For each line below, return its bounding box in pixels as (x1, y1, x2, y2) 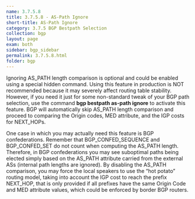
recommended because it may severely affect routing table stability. (6, 87, 172, 94)
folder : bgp (6, 58, 35, 64)
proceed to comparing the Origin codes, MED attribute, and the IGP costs (6, 112, 185, 119)
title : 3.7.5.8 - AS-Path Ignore (6, 14, 89, 20)
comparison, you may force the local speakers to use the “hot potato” (6, 167, 175, 174)
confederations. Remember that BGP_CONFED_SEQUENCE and (6, 136, 160, 143)
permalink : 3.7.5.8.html (6, 53, 67, 58)
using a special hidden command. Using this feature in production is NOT (6, 80, 184, 87)
